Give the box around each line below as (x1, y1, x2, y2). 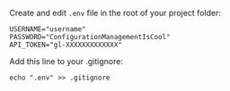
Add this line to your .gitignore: (9, 56, 124, 66)
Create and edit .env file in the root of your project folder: (9, 8, 222, 18)
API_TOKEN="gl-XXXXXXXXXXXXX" (9, 40, 123, 49)
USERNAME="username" (9, 25, 87, 34)
